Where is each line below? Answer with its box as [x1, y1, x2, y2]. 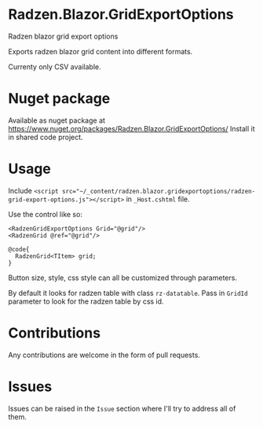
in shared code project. [8, 132, 84, 142]
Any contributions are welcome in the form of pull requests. [8, 350, 200, 360]
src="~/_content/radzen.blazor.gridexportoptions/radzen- [61, 187, 256, 195]
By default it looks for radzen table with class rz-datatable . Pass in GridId [8, 288, 249, 297]
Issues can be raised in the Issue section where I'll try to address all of [8, 404, 236, 413]
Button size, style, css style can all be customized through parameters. [8, 273, 238, 282]
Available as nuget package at [8, 116, 106, 125]
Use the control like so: [8, 209, 82, 219]
